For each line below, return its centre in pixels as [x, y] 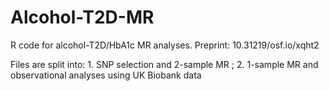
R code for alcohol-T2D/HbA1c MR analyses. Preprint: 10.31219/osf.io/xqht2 [165, 45]
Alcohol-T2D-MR [82, 17]
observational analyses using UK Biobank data [106, 75]
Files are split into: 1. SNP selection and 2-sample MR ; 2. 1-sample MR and [164, 64]
